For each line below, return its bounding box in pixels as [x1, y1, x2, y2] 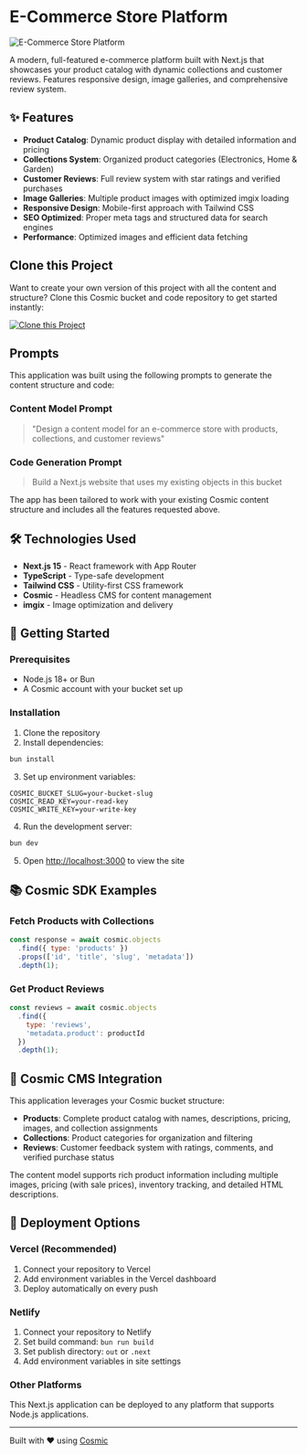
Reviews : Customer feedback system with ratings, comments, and [22, 1142, 274, 1153]
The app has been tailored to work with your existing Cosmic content [9, 494, 270, 504]
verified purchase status [22, 1152, 115, 1163]
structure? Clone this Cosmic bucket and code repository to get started [9, 292, 278, 303]
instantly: [9, 302, 44, 313]
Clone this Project [9, 258, 113, 273]
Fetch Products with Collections [9, 914, 154, 927]
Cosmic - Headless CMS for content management [22, 589, 212, 600]
